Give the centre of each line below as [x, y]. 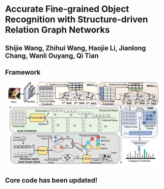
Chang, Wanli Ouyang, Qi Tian [52, 56]
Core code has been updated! [51, 180]
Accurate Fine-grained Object [67, 9]
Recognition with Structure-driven [77, 19]
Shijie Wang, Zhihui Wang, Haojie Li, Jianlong [76, 48]
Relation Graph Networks [57, 30]
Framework [23, 72]
